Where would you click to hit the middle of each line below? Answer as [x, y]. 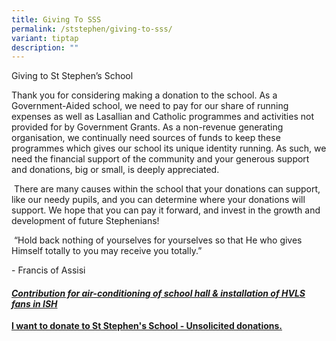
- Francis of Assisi [48, 270]
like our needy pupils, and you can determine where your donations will [158, 200]
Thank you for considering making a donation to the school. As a [144, 95]
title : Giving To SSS [56, 19]
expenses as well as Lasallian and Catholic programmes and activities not [162, 117]
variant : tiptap [45, 38]
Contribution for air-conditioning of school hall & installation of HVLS [158, 293]
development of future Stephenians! [85, 221]
